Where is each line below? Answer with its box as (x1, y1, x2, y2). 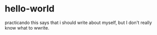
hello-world (5, 3, 55, 14)
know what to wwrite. (5, 24, 49, 30)
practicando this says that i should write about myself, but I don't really (5, 19, 152, 25)
